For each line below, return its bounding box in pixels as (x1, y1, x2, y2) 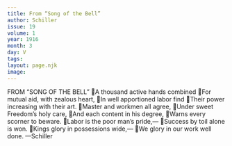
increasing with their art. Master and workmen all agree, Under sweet (7, 102, 214, 111)
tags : (7, 56, 23, 63)
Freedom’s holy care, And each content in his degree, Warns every (7, 109, 206, 118)
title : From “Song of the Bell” (7, 10, 101, 17)
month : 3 (7, 42, 33, 49)
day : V (7, 49, 26, 56)
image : (7, 68, 26, 75)
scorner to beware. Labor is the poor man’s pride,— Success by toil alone (7, 117, 226, 125)
